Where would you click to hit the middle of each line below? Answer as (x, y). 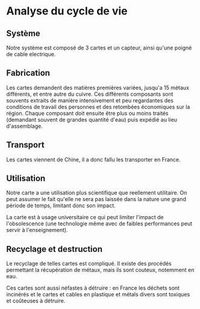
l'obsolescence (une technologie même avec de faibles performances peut (99, 223)
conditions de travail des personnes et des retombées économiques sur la (98, 107)
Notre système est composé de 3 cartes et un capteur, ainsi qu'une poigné (99, 48)
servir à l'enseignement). (37, 230)
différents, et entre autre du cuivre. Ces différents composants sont (90, 94)
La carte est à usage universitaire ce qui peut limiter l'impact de (85, 217)
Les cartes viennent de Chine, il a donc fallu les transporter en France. (93, 159)
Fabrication (28, 73)
